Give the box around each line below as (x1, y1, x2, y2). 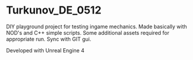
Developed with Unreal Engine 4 (6, 46, 84, 54)
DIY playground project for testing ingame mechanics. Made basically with (6, 23, 187, 30)
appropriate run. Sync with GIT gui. (6, 35, 91, 42)
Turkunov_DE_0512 (6, 4, 102, 17)
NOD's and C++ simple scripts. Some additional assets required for (6, 29, 170, 36)
